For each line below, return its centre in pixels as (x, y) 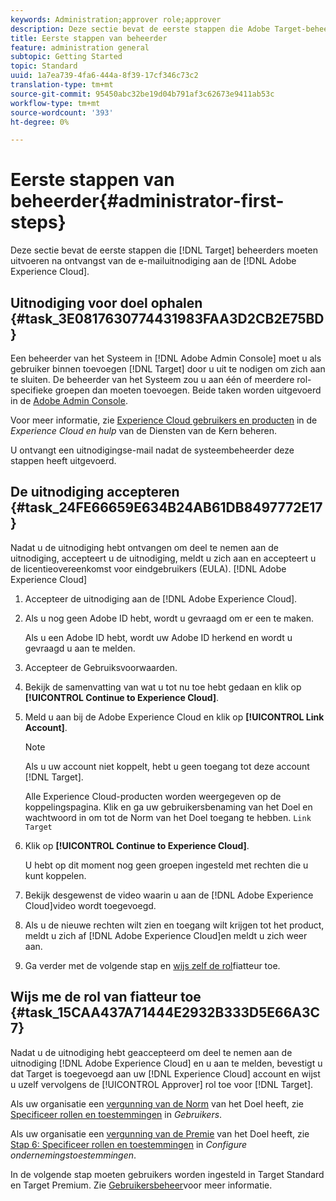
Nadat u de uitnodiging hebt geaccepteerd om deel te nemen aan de (151, 1052)
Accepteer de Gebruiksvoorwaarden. (101, 667)
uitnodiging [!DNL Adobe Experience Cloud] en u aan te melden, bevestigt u (166, 1063)
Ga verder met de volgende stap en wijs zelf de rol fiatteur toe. (152, 965)
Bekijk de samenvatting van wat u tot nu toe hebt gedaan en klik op (163, 687)
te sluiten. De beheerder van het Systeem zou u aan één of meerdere (152, 379)
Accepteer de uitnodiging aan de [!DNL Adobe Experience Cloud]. (161, 598)
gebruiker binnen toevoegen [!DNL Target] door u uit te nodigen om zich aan (168, 369)
